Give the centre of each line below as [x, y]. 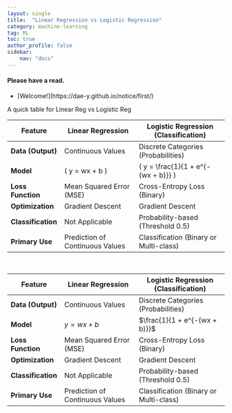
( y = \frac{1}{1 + [166, 166]
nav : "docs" [37, 59]
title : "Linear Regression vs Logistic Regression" [85, 20]
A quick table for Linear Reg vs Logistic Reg [69, 109]
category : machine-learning [48, 26]
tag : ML [18, 33]
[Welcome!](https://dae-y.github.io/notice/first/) [85, 96]
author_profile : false [40, 46]
